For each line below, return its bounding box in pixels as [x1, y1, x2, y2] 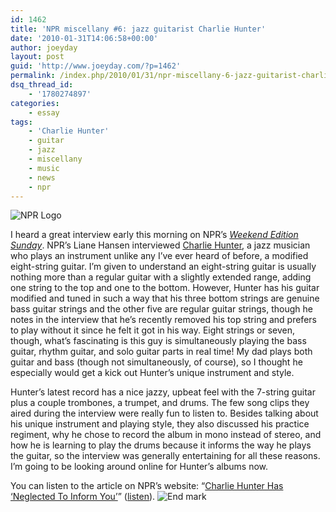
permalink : [10, 71, 56, 81]
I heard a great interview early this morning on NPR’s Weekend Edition [10, 229, 299, 241]
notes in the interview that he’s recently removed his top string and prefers [10, 314, 317, 326]
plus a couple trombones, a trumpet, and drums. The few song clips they [10, 397, 310, 409]
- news [28, 172, 56, 183]
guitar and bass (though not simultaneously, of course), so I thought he [10, 356, 303, 368]
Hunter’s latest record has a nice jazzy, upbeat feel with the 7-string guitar [10, 386, 316, 398]
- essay [28, 107, 60, 118]
